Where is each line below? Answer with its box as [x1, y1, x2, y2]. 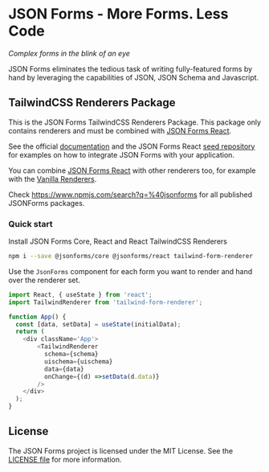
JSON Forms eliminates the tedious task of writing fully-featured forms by [8, 64, 253, 73]
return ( [15, 327, 45, 336]
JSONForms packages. [8, 198, 85, 207]
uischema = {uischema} [43, 357, 113, 366]
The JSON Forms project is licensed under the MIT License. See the [8, 445, 234, 455]
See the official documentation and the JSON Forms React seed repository [8, 142, 255, 151]
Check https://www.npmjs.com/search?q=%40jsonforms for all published [8, 190, 253, 199]
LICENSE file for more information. [8, 454, 122, 464]
